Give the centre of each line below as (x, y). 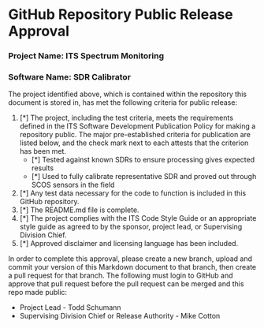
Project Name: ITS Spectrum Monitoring (86, 56)
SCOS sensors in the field (73, 185)
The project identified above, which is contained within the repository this (127, 94)
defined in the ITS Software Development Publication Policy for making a (138, 126)
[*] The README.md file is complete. (79, 210)
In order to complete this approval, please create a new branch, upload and (130, 259)
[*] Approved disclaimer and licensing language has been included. (129, 244)
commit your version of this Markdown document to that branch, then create (132, 267)
